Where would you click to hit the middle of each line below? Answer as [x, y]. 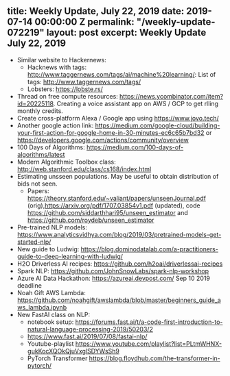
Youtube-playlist [50, 343]
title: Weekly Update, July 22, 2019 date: [96, 11]
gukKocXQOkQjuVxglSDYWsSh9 [73, 351]
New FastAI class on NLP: [54, 314]
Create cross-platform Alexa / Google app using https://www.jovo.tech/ [118, 118]
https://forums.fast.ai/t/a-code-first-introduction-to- [149, 322]
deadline [30, 285]
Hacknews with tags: [57, 67]
